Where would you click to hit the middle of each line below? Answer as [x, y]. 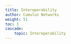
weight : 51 [16, 19]
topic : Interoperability [40, 33]
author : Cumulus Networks [32, 15]
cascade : [14, 29]
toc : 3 [12, 24]
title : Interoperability [31, 10]
